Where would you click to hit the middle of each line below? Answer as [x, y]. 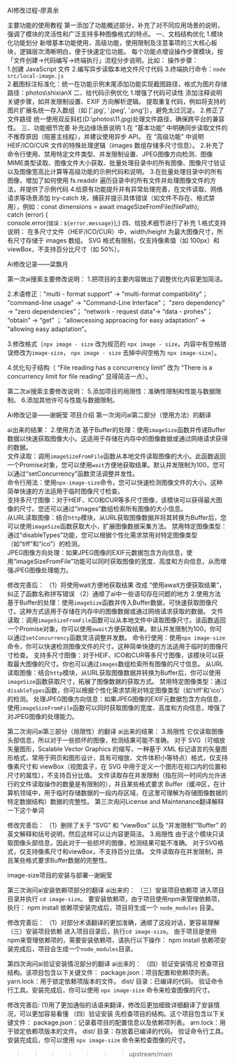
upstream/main [151, 1054]
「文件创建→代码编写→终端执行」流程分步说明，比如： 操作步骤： [103, 60]
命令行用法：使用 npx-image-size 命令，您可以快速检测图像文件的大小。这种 [115, 482]
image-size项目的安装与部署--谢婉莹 [60, 875]
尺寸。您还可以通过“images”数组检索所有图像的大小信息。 [103, 509]
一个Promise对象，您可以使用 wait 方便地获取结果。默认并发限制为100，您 [113, 465]
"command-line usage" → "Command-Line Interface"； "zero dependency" [116, 303]
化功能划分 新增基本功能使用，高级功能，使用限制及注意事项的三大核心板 [112, 43]
